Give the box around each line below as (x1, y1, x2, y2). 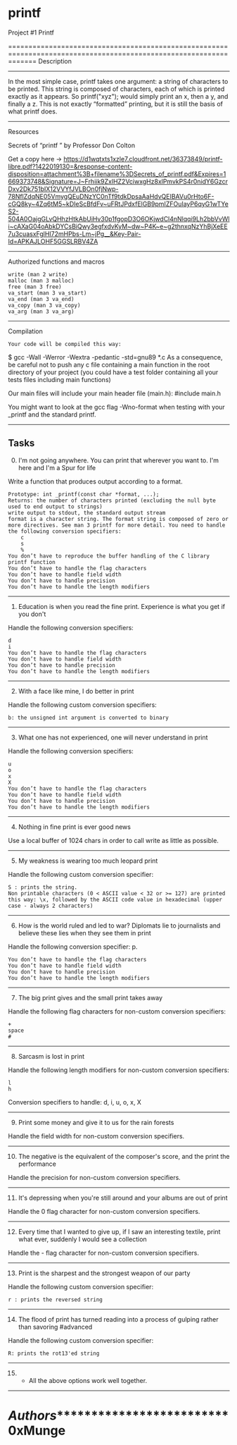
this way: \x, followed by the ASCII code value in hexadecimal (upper (8, 896, 222, 903)
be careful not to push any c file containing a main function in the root (8, 360, 210, 369)
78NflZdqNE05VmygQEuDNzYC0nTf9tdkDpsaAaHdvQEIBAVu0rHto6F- (8, 192, 214, 200)
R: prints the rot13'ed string (8, 1350, 100, 1357)
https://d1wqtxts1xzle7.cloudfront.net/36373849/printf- (63, 154, 224, 163)
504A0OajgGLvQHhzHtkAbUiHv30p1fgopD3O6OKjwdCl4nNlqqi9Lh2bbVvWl (8, 214, 230, 223)
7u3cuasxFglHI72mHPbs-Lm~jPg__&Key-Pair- (8, 229, 141, 238)
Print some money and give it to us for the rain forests (18, 1118, 174, 1126)
